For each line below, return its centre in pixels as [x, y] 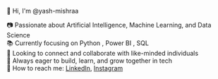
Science [18, 35]
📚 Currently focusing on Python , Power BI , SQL [78, 43]
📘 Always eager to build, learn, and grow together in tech [89, 61]
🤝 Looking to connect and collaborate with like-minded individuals [103, 53]
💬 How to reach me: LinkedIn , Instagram [65, 68]
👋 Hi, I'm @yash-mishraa [43, 11]
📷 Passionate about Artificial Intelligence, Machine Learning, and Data [109, 25]
